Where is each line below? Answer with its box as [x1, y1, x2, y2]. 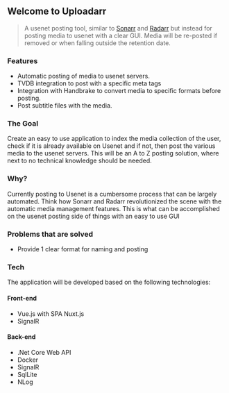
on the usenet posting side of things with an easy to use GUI [7, 212, 180, 220]
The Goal [7, 119, 39, 128]
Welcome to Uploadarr [7, 6, 107, 17]
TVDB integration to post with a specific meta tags [17, 79, 162, 87]
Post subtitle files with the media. [17, 101, 112, 110]
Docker [17, 356, 39, 364]
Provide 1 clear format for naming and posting [17, 245, 149, 253]
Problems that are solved [7, 229, 94, 239]
